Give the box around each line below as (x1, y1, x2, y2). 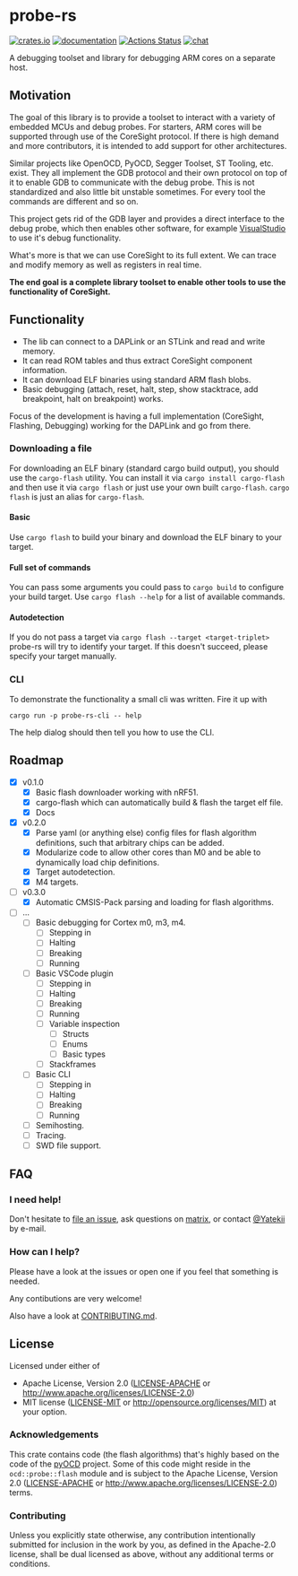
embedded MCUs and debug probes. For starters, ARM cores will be (9, 121, 262, 132)
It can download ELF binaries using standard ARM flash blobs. (21, 374, 251, 385)
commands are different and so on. (9, 196, 139, 206)
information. (21, 364, 67, 375)
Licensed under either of (9, 1360, 100, 1371)
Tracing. (35, 1129, 67, 1140)
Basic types (62, 1049, 106, 1059)
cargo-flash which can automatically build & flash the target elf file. (35, 797, 284, 807)
